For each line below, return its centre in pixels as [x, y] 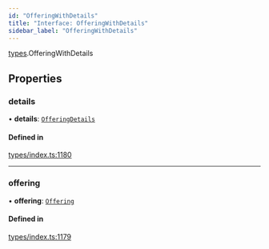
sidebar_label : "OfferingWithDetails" [73, 30]
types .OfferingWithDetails [51, 54]
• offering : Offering [41, 200]
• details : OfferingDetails [52, 119]
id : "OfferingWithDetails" [53, 16]
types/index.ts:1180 [40, 155]
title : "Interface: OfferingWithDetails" [78, 23]
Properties [35, 78]
